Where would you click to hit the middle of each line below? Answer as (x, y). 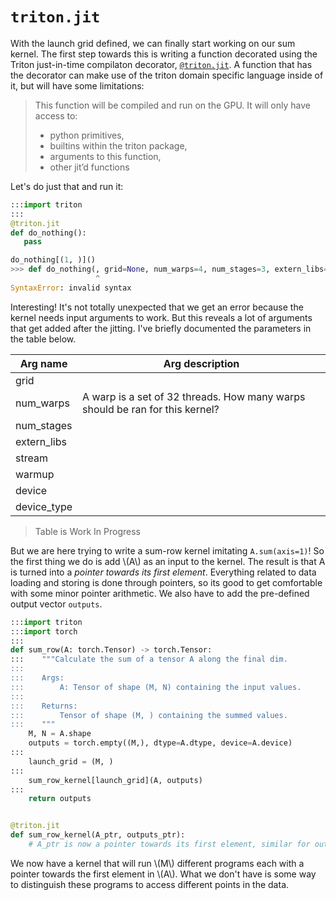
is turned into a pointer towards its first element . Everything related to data (163, 572)
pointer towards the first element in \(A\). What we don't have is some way (163, 874)
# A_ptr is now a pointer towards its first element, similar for (169, 844)
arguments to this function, (105, 156)
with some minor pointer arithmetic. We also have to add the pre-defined (160, 593)
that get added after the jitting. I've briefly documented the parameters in (161, 328)
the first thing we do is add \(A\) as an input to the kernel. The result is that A (168, 561)
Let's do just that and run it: (67, 186)
